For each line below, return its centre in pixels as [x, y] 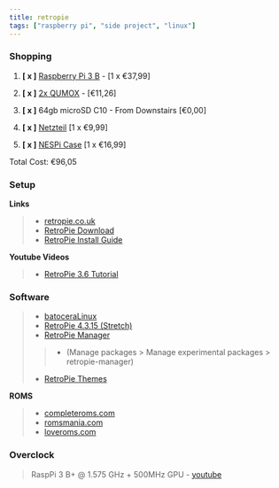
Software [30, 298]
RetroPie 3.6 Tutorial [81, 275]
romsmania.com [74, 422]
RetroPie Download [79, 230]
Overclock [32, 455]
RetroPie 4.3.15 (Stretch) [88, 326]
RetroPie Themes [76, 379]
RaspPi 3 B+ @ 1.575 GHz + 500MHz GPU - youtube [126, 474]
